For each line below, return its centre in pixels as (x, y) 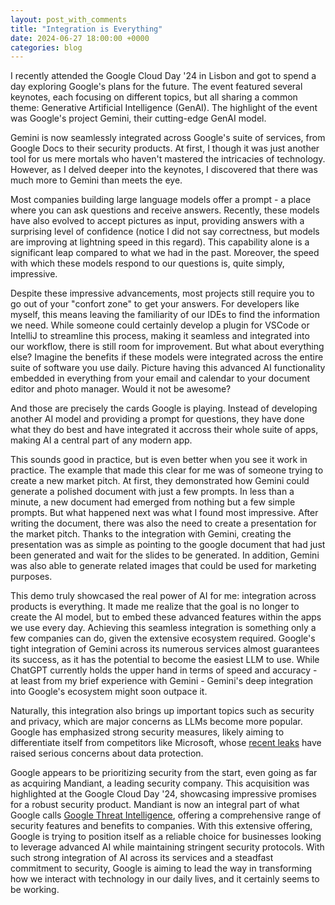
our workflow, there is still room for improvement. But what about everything (167, 347)
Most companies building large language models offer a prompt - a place (161, 200)
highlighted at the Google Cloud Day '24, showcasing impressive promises (163, 794)
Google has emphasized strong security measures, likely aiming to (147, 732)
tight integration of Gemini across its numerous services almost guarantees (165, 649)
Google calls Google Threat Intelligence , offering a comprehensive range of (166, 815)
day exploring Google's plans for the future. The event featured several (156, 87)
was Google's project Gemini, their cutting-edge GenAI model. (138, 118)
